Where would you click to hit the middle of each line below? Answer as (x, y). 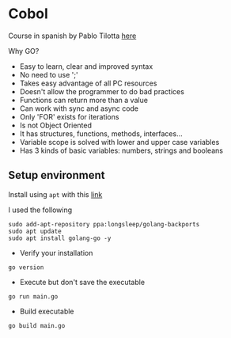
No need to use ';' (49, 74)
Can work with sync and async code (79, 108)
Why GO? (24, 51)
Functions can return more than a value (84, 100)
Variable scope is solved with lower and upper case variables (119, 142)
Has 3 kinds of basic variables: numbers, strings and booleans (121, 150)
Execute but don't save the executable (82, 282)
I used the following (40, 210)
